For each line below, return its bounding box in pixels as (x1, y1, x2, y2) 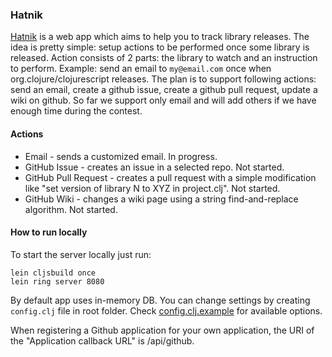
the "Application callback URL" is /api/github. (10, 334, 195, 347)
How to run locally (10, 226, 88, 238)
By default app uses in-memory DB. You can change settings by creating (10, 294, 311, 306)
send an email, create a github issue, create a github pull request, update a (10, 84, 318, 96)
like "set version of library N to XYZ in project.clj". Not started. (24, 182, 281, 194)
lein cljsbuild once (10, 268, 97, 278)
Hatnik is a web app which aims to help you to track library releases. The (10, 31, 310, 43)
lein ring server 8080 (10, 276, 105, 287)
